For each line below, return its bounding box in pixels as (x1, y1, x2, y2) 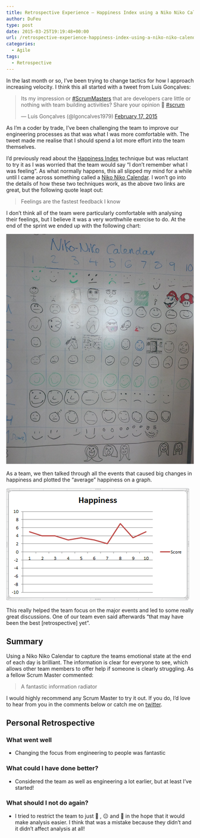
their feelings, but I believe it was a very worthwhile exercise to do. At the (6, 215, 186, 223)
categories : (6, 41, 36, 47)
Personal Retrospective (6, 718, 95, 728)
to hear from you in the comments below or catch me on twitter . (6, 701, 162, 708)
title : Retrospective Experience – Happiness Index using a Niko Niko (6, 10, 185, 15)
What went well (6, 736, 52, 744)
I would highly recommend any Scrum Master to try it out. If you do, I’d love (6, 694, 190, 702)
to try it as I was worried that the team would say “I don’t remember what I (6, 161, 188, 168)
